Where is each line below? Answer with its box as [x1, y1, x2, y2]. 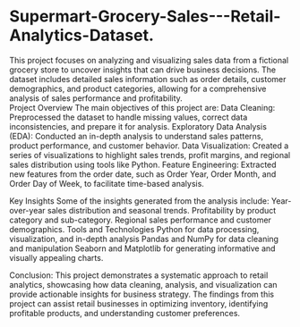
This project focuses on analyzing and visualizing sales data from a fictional [9, 54, 289, 65]
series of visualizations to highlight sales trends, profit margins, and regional [9, 149, 291, 160]
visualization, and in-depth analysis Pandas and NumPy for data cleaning [9, 233, 279, 244]
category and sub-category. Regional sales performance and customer [9, 214, 271, 225]
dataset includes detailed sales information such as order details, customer [9, 73, 287, 84]
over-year [9, 205, 47, 215]
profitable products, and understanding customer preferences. [9, 307, 240, 318]
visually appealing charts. [9, 252, 104, 263]
